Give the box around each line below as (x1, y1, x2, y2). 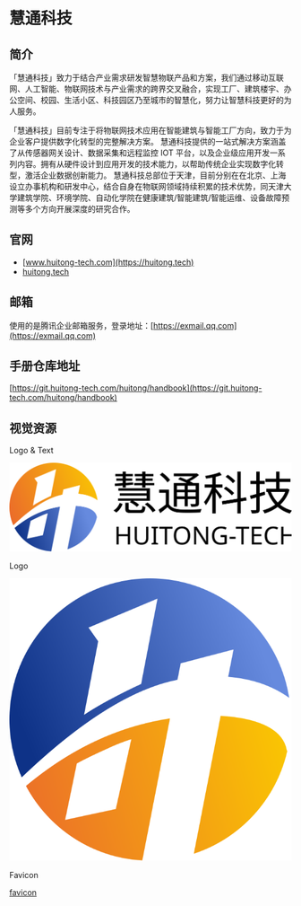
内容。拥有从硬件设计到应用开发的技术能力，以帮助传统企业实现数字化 (16, 159, 276, 169)
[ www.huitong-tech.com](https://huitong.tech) (21, 257, 194, 268)
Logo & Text (9, 445, 54, 456)
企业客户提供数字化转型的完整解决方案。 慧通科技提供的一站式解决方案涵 (9, 136, 279, 146)
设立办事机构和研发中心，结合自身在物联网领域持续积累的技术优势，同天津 (9, 181, 284, 191)
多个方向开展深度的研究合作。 (24, 204, 135, 214)
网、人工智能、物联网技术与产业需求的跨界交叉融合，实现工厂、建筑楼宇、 (9, 84, 284, 94)
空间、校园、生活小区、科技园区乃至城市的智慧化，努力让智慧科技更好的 (16, 95, 284, 105)
